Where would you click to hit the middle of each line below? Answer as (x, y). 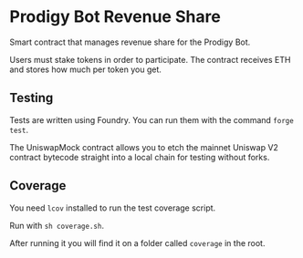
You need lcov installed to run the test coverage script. (113, 208)
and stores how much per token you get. (86, 69)
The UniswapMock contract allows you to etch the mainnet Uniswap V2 (144, 147)
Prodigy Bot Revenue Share (115, 17)
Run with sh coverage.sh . (57, 225)
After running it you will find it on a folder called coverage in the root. (137, 243)
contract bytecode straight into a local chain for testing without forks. (140, 157)
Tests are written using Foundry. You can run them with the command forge (151, 119)
